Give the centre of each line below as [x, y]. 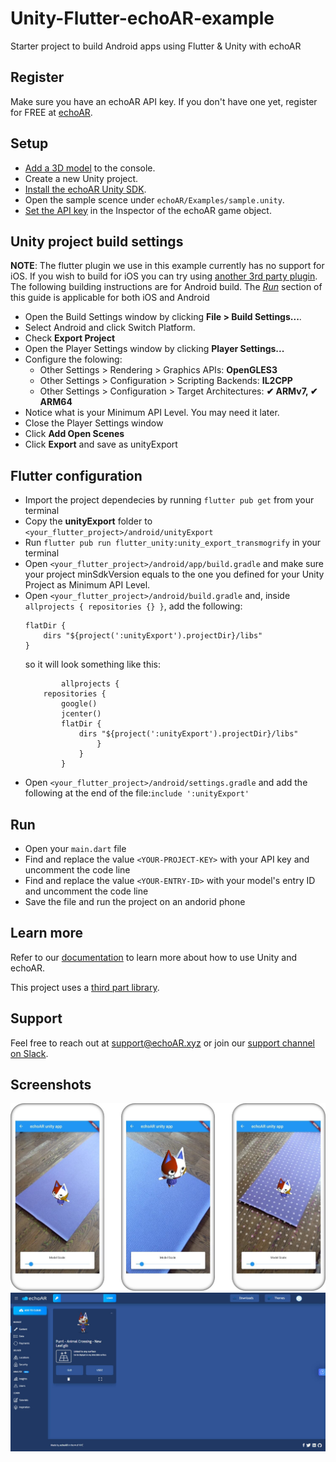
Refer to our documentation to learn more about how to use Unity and [154, 957]
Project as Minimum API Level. [87, 585]
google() [79, 704]
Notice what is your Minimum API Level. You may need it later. [152, 413]
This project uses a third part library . [85, 987]
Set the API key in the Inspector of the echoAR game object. [148, 210]
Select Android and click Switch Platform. [110, 328]
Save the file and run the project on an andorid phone [135, 901]
